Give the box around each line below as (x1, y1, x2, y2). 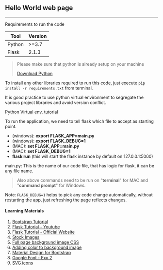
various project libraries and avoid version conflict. (5, 99, 107, 105)
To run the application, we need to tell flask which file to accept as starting (5, 118, 154, 124)
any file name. (5, 168, 33, 174)
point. (5, 123, 17, 129)
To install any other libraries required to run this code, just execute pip (5, 80, 146, 86)
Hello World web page (5, 4, 73, 12)
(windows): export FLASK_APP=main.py (12, 133, 95, 138)
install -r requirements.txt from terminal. (5, 85, 93, 91)
